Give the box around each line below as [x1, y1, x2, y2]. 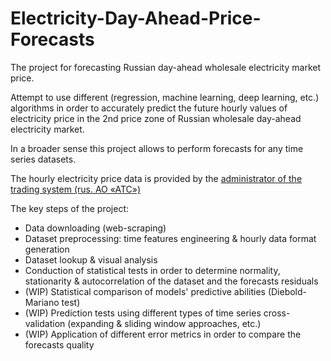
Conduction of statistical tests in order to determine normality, [24, 264, 281, 276]
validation [24, 317, 66, 329]
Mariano [24, 296, 60, 308]
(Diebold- [267, 285, 308, 297]
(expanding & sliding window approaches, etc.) [67, 317, 262, 329]
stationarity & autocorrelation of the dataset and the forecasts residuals [24, 275, 319, 287]
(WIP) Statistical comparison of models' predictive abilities [24, 285, 266, 297]
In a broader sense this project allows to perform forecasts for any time [10, 142, 304, 154]
